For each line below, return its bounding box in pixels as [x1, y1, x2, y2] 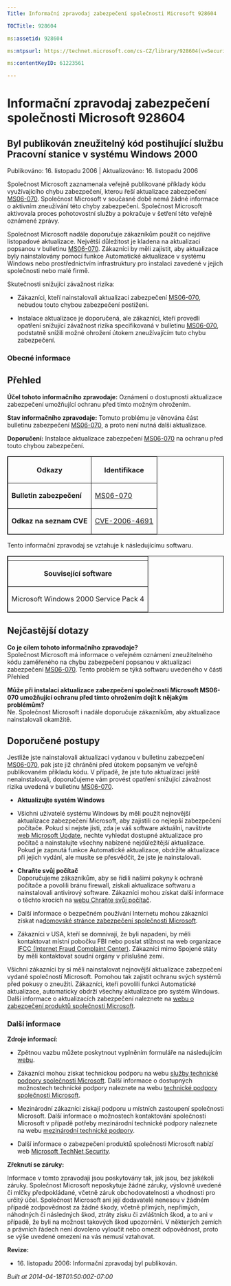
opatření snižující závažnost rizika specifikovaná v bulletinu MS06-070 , [16, 321, 219, 330]
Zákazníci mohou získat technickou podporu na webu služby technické [16, 1069, 219, 1077]
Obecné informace [7, 353, 71, 363]
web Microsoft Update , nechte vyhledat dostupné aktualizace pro [16, 832, 203, 840]
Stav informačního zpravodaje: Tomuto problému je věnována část [7, 413, 199, 421]
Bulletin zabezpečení [11, 490, 82, 500]
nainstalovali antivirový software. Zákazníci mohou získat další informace [16, 889, 224, 897]
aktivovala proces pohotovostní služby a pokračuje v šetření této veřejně [7, 210, 212, 218]
